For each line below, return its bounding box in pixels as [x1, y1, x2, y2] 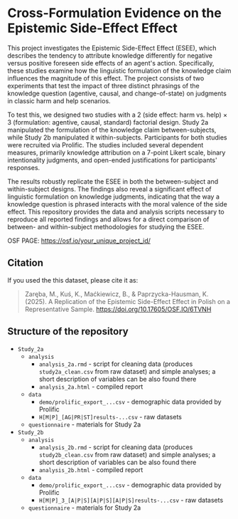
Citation [7, 257, 44, 269]
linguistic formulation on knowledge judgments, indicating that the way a [7, 192, 220, 201]
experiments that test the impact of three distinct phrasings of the [7, 81, 200, 90]
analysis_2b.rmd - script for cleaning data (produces [38, 443, 193, 451]
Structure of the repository [7, 325, 129, 337]
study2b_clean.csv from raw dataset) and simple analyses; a [38, 450, 216, 458]
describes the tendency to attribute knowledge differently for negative [7, 51, 213, 60]
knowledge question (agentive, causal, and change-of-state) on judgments [7, 89, 227, 98]
